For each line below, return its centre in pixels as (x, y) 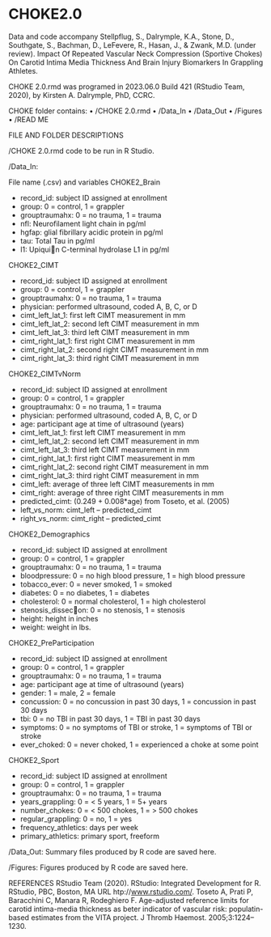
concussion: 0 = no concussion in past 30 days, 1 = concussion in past (138, 702)
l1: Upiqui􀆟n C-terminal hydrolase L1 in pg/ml (95, 249)
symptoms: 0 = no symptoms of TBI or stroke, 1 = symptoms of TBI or (136, 727)
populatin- (246, 909)
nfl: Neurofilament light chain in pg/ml (83, 223)
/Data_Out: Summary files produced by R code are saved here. (112, 851)
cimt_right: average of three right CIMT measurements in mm (122, 492)
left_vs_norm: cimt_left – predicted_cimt (86, 510)
